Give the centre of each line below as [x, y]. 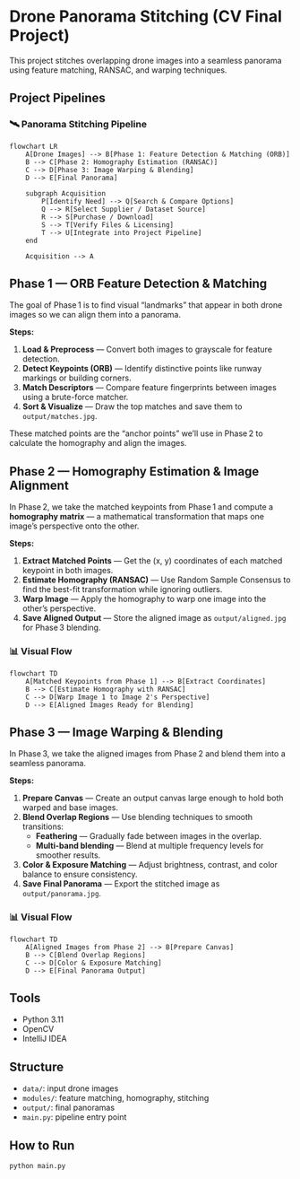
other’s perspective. [59, 608]
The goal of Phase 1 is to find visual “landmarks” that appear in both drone [146, 305]
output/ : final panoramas [68, 1108]
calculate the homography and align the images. [98, 443]
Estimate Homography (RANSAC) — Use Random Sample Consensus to [156, 580]
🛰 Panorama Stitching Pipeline [78, 125]
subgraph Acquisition [65, 193]
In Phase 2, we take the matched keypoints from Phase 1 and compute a [141, 507]
